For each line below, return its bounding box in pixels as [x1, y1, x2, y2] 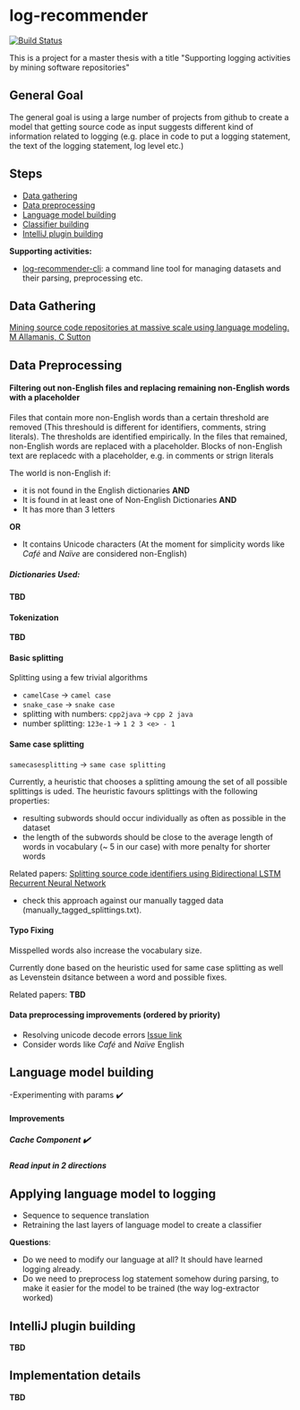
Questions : [9, 1237, 51, 1248]
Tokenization [9, 611, 59, 623]
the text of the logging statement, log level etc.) [9, 140, 184, 151]
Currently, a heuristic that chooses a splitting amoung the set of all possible [9, 776, 288, 787]
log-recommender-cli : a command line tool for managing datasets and [21, 263, 282, 273]
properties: [9, 795, 50, 806]
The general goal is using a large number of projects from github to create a [9, 111, 289, 122]
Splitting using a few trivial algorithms [9, 672, 148, 683]
